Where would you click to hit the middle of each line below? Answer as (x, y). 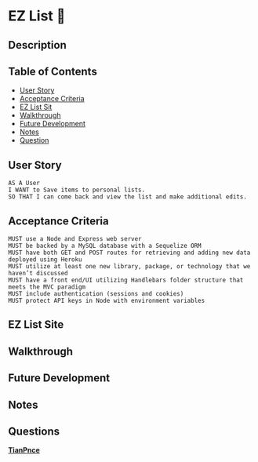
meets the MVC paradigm (47, 287)
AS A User (24, 184)
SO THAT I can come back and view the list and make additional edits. (127, 197)
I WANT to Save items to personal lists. (77, 190)
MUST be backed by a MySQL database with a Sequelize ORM (105, 246)
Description (37, 45)
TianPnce (24, 450)
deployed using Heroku (45, 260)
